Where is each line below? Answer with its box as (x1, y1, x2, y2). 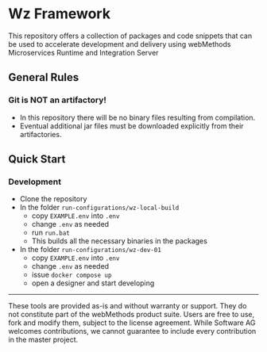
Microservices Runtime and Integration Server (8, 48, 159, 57)
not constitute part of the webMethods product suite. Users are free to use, (8, 310, 255, 319)
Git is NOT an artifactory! (8, 94, 107, 105)
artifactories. (19, 129, 62, 139)
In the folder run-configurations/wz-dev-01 (19, 245, 161, 254)
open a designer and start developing (31, 278, 155, 288)
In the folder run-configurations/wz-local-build (19, 203, 180, 212)
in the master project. (8, 335, 79, 345)
